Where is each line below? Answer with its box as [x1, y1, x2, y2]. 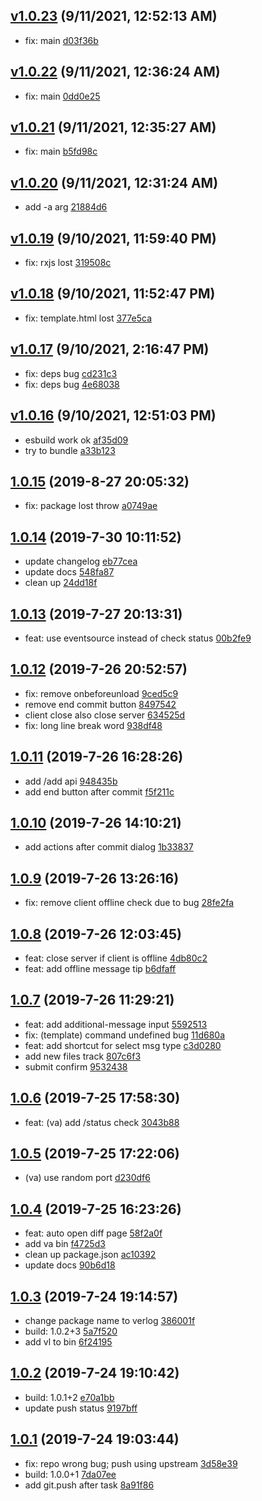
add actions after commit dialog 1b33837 [24, 841, 194, 853]
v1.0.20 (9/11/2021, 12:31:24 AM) [10, 174, 219, 191]
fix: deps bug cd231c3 [24, 367, 118, 379]
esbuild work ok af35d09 [24, 434, 129, 446]
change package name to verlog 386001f [24, 1315, 196, 1327]
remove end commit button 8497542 [24, 698, 177, 710]
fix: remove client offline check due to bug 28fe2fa [24, 897, 235, 909]
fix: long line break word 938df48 [24, 719, 163, 731]
